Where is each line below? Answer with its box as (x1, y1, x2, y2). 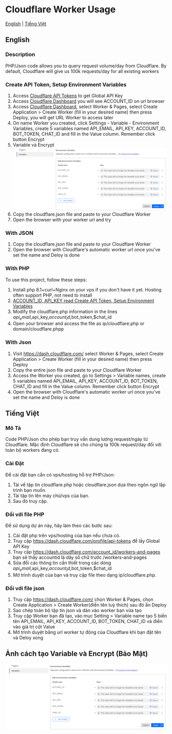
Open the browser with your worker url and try (12, 216, 111, 223)
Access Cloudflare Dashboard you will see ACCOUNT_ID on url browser (12, 98, 165, 104)
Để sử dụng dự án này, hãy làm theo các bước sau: (5, 522, 113, 528)
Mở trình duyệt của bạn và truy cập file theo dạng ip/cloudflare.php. (12, 572, 157, 578)
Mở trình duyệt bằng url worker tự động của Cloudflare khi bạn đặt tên (12, 629, 162, 635)
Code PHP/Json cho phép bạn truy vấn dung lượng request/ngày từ (5, 436, 148, 443)
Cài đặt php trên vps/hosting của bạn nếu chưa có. (12, 532, 121, 538)
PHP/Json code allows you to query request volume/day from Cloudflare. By (5, 63, 167, 69)
